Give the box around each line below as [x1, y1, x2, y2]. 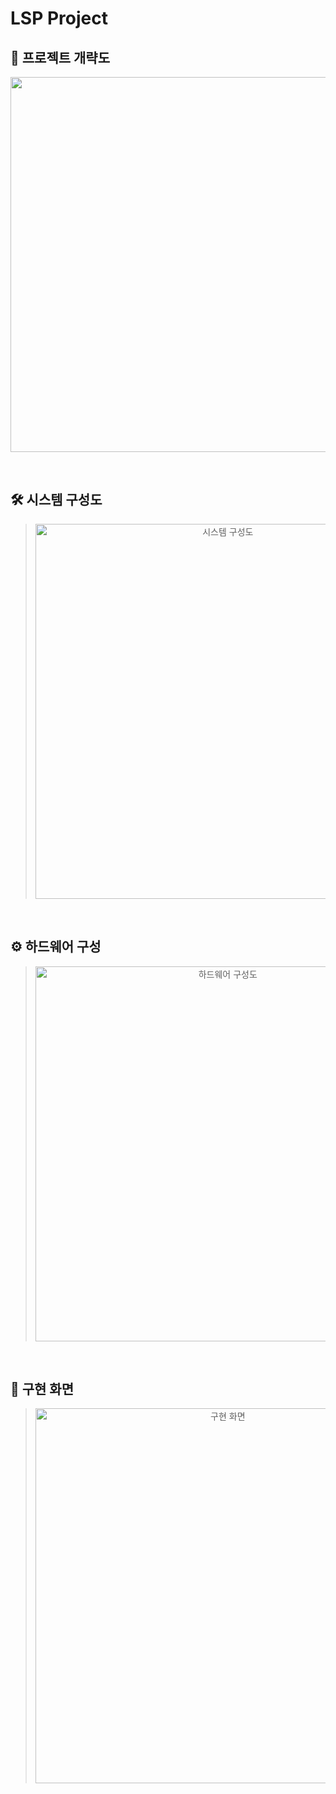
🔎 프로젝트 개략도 [10, 49, 110, 66]
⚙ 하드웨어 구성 [10, 938, 102, 956]
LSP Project [10, 7, 108, 30]
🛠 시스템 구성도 [10, 492, 103, 509]
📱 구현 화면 [10, 1381, 75, 1398]
